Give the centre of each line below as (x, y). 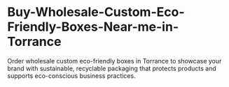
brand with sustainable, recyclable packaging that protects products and (112, 68)
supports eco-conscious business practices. (71, 76)
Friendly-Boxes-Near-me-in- (93, 27)
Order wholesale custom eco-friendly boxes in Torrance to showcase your (114, 61)
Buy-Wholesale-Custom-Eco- (96, 12)
